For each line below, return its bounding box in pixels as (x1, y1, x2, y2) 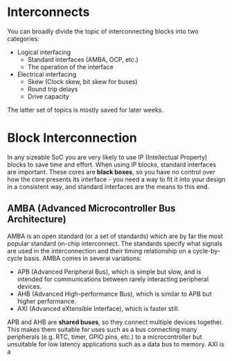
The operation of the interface (27, 62, 114, 71)
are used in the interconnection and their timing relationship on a (7, 246, 192, 255)
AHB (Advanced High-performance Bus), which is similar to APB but (17, 289, 213, 298)
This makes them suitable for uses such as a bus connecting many (7, 325, 197, 333)
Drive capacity (27, 92, 69, 101)
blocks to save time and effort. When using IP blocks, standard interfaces (7, 160, 217, 169)
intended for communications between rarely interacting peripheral (17, 275, 209, 283)
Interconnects (7, 4, 90, 20)
